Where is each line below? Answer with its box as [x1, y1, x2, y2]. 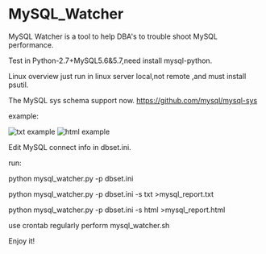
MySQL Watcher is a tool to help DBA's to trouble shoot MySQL [8, 31, 218, 41]
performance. [8, 40, 54, 49]
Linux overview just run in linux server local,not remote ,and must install [8, 71, 247, 81]
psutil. [8, 80, 29, 90]
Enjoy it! [8, 235, 35, 246]
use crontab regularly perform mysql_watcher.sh [8, 220, 170, 230]
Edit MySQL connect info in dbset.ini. [8, 142, 131, 152]
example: [8, 110, 39, 121]
